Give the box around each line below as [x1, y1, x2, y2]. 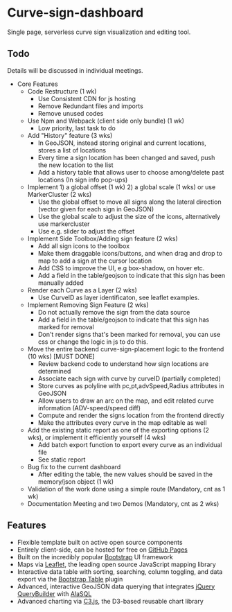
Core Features [17, 80, 58, 88]
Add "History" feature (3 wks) [27, 131, 113, 139]
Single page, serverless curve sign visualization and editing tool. [7, 28, 191, 36]
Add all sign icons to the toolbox [37, 241, 130, 250]
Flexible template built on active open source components [17, 538, 183, 546]
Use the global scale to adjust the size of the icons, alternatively [37, 212, 221, 220]
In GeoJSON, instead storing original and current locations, [37, 139, 206, 147]
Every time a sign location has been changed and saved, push [37, 153, 215, 161]
